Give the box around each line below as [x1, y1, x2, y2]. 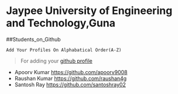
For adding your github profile [20, 57, 93, 64]
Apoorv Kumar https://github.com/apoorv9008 [14, 68, 128, 75]
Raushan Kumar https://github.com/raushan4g [14, 75, 127, 82]
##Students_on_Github [6, 36, 61, 43]
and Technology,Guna [6, 16, 116, 30]
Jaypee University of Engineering [6, 4, 173, 18]
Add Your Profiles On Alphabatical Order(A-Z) [6, 47, 122, 53]
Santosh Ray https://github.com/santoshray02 [14, 81, 126, 88]
